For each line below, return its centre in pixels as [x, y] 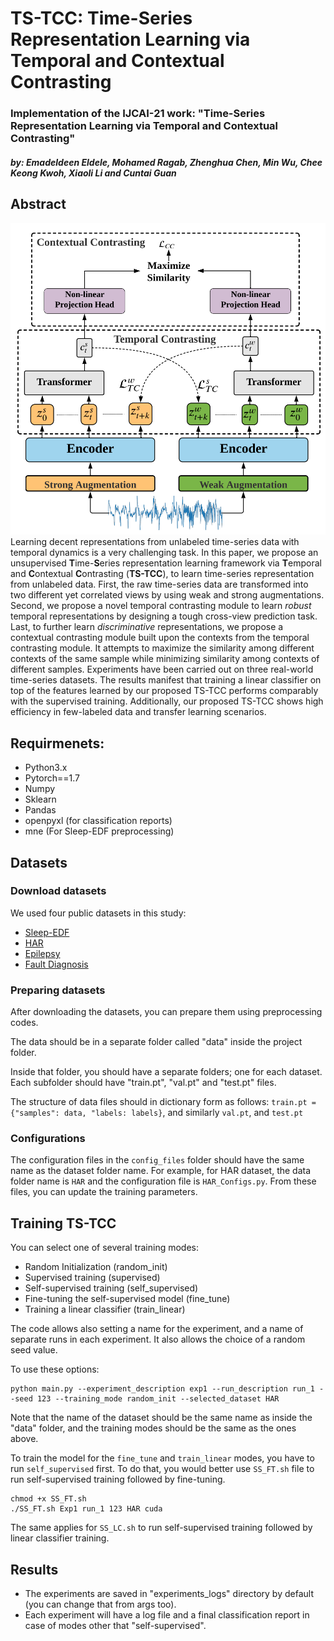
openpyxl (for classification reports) [98, 821]
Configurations [48, 1139]
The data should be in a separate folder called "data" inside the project [156, 1042]
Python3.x [46, 768]
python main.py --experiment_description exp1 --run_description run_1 [162, 1389]
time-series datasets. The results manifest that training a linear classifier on [166, 680]
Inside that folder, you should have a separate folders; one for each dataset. [166, 1072]
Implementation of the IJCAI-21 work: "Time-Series [138, 114]
